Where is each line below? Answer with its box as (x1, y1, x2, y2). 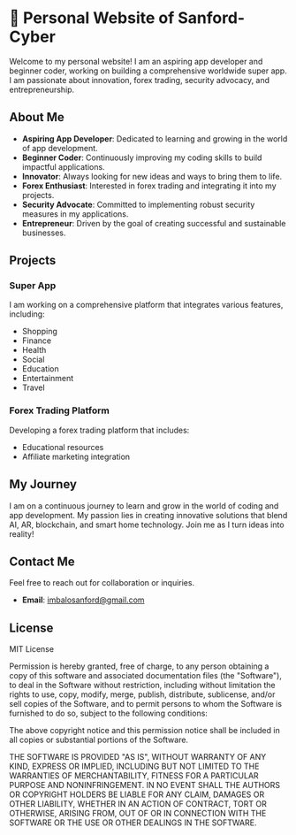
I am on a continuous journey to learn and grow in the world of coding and (9, 500, 279, 511)
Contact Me (9, 554, 75, 569)
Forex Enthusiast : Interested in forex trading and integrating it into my (21, 180, 277, 191)
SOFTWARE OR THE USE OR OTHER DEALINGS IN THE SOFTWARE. (9, 817, 257, 828)
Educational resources (21, 441, 104, 452)
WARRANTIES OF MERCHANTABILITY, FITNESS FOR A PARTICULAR (9, 770, 259, 781)
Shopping (21, 326, 57, 337)
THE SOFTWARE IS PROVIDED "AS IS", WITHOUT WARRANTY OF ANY (9, 752, 267, 762)
